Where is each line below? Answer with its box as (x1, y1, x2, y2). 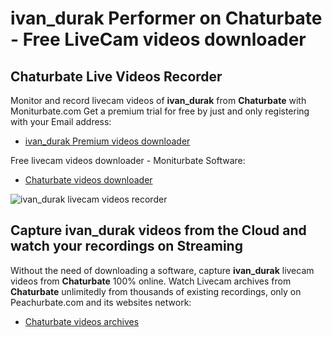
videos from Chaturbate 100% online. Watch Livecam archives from (10, 275, 292, 287)
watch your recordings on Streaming (10, 238, 243, 255)
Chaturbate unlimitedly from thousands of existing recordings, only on (10, 285, 302, 297)
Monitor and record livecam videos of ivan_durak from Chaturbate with (10, 95, 307, 106)
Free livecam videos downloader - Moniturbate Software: (10, 155, 246, 166)
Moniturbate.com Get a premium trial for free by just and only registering (10, 105, 310, 117)
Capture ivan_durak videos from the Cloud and (10, 222, 307, 239)
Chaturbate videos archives (24, 315, 140, 327)
